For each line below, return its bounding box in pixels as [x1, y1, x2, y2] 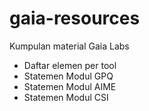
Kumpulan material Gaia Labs [9, 40, 130, 52]
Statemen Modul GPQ [23, 70, 114, 82]
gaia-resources [9, 7, 141, 30]
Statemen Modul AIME [23, 80, 117, 92]
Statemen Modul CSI [23, 91, 109, 103]
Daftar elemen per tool [23, 59, 117, 71]
